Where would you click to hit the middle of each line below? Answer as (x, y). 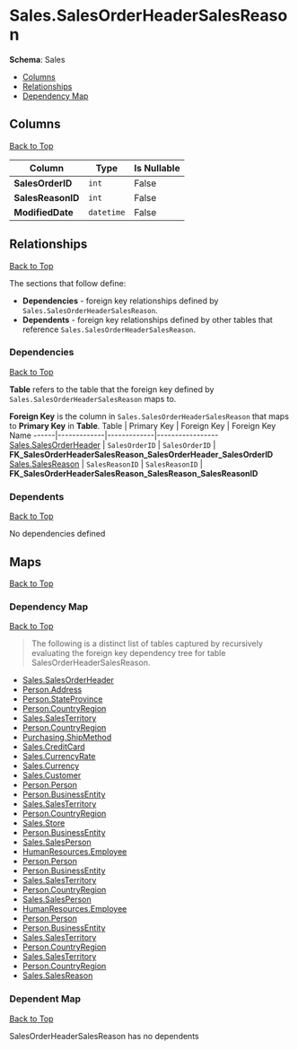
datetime (107, 212)
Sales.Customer (52, 775)
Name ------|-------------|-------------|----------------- (114, 435)
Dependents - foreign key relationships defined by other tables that (148, 319)
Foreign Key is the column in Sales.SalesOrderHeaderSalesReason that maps (149, 416)
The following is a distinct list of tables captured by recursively (147, 643)
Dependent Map (45, 999)
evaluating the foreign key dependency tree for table (128, 653)
